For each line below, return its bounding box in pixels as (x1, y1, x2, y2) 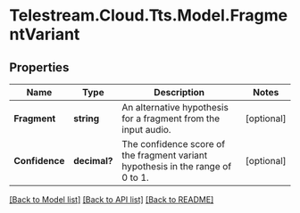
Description (154, 86, 205, 98)
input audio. (121, 124, 171, 135)
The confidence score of (121, 138, 226, 150)
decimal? (72, 155, 113, 167)
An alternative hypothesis (121, 102, 229, 113)
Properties (9, 60, 70, 75)
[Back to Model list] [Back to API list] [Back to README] (9, 194, 214, 205)
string (72, 112, 100, 125)
